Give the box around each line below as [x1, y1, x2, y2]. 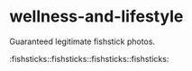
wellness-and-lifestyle [9, 6, 184, 27]
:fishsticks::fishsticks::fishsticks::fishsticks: [9, 53, 169, 64]
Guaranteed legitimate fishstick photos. [9, 36, 156, 47]
